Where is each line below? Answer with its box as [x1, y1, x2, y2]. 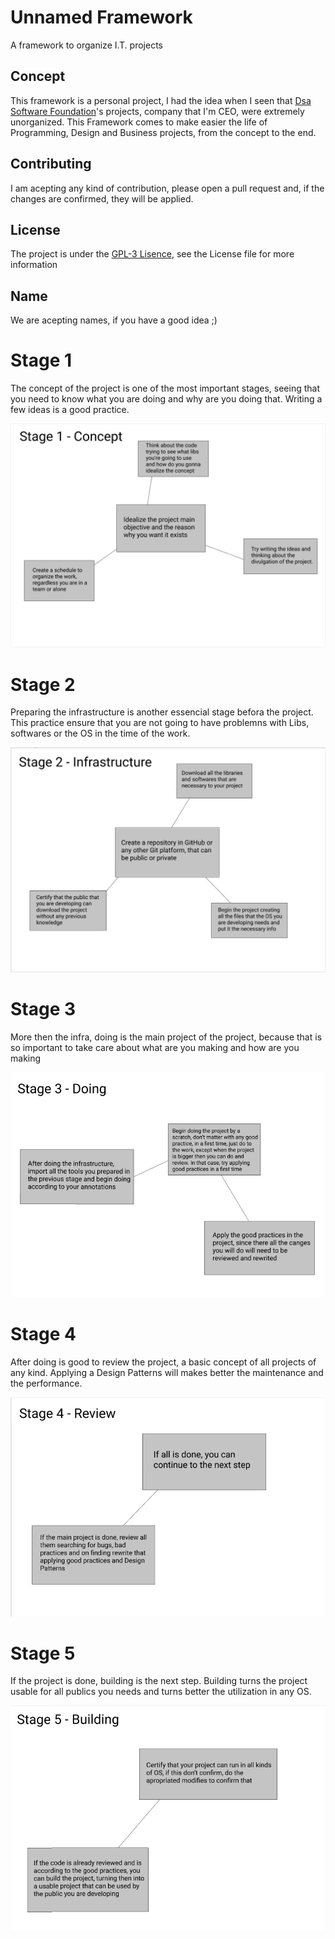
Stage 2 [10, 673, 76, 696]
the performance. [10, 1377, 83, 1389]
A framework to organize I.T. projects [10, 39, 163, 51]
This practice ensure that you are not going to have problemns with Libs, [10, 717, 310, 729]
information [10, 259, 58, 271]
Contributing [10, 156, 92, 173]
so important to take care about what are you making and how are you [10, 1042, 300, 1054]
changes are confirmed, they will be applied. [10, 192, 194, 205]
